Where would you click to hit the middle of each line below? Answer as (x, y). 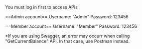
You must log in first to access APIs (42, 7)
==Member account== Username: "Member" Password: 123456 (71, 26)
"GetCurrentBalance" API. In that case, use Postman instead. (68, 41)
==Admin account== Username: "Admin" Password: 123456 (67, 17)
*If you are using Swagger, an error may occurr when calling (68, 36)
